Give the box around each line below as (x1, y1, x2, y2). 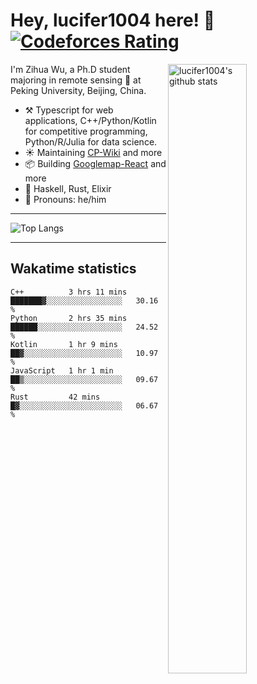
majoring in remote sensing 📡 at (10, 74, 142, 86)
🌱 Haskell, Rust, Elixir (24, 182, 112, 194)
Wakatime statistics (10, 260, 137, 278)
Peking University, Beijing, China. (10, 84, 147, 96)
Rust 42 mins (10, 392, 101, 402)
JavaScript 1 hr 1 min (10, 365, 114, 376)
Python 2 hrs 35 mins (10, 313, 128, 323)
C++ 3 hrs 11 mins (10, 287, 128, 297)
